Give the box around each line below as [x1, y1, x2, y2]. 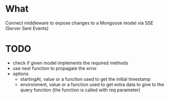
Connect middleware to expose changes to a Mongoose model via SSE [5, 20, 154, 26]
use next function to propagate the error [12, 65, 97, 71]
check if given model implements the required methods [12, 59, 128, 66]
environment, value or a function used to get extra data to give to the [20, 81, 164, 87]
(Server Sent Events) [5, 25, 49, 31]
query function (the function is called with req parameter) [20, 87, 141, 93]
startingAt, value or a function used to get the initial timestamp [20, 76, 151, 82]
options [12, 71, 29, 77]
